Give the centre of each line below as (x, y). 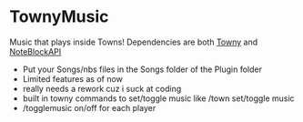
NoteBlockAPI (35, 51)
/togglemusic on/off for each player (89, 107)
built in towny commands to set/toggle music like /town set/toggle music (158, 98)
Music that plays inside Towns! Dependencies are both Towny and (134, 42)
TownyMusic (59, 17)
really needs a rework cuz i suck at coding (102, 88)
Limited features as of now (72, 78)
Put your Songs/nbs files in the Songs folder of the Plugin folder (142, 69)
